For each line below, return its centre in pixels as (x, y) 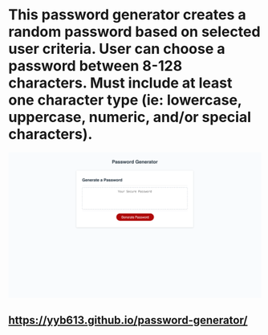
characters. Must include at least (120, 83)
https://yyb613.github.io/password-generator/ (128, 320)
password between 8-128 (95, 66)
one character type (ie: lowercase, (125, 100)
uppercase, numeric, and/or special (130, 117)
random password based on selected (134, 32)
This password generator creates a (127, 15)
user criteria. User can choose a (117, 49)
